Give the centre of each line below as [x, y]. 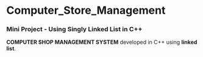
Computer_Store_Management [86, 10]
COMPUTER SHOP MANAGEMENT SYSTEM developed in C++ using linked [102, 42]
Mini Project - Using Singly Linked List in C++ [74, 29]
